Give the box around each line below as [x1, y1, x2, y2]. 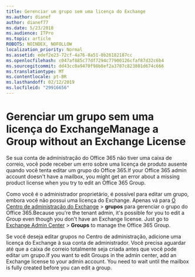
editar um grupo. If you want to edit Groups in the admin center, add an [6, 251, 177, 258]
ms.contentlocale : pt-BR [6, 74, 67, 80]
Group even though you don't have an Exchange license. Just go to [6, 215, 169, 223]
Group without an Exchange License [6, 135, 186, 148]
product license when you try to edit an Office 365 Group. [6, 179, 146, 186]
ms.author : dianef [6, 14, 51, 20]
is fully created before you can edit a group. [6, 264, 112, 271]
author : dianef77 [6, 19, 49, 25]
